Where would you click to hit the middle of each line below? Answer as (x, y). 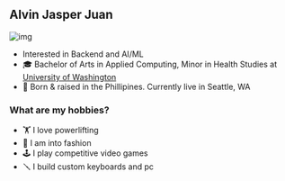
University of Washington (69, 77)
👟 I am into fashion (57, 143)
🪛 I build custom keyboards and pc (88, 167)
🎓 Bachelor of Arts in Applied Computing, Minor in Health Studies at (150, 64)
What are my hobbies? (59, 110)
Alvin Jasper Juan (62, 15)
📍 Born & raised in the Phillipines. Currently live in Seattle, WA (136, 86)
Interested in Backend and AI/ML (83, 54)
